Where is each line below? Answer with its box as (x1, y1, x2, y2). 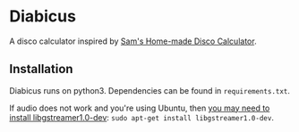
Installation (9, 62, 73, 77)
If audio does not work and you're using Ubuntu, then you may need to (9, 103, 270, 113)
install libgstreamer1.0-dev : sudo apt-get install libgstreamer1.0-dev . (9, 111, 275, 122)
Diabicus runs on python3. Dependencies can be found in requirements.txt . (9, 85, 291, 95)
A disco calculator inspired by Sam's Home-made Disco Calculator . (9, 36, 257, 46)
